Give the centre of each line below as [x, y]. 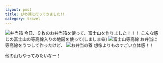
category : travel [23, 19]
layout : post [18, 10]
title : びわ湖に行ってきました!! [35, 14]
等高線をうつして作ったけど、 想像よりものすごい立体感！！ [80, 45]
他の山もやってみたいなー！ [33, 56]
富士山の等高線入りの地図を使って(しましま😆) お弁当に [85, 39]
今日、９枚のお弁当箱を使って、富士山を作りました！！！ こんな [89, 33]
